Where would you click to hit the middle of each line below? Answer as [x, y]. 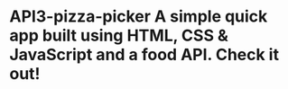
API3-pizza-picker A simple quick [139, 17]
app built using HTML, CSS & [119, 36]
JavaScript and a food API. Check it [144, 55]
